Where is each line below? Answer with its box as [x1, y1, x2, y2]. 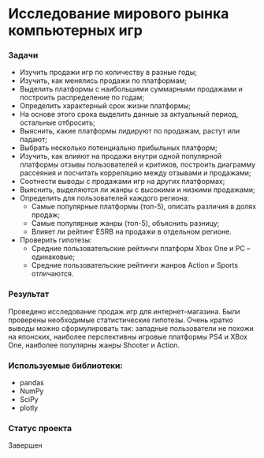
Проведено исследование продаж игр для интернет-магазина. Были [8, 306, 240, 316]
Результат [8, 289, 50, 300]
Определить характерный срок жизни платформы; [19, 101, 191, 111]
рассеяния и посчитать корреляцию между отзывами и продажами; [19, 168, 251, 178]
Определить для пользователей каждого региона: [19, 193, 190, 203]
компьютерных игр [8, 21, 143, 39]
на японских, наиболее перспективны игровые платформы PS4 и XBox [8, 332, 248, 341]
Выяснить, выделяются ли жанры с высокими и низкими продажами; [19, 185, 255, 194]
